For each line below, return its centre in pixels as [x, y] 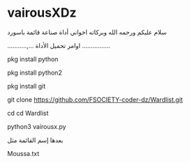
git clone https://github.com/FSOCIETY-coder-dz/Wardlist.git [95, 100]
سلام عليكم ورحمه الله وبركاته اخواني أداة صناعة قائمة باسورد [87, 32]
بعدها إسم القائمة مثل [35, 140]
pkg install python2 [35, 72]
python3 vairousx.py [37, 126]
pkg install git [27, 86]
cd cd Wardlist [28, 113]
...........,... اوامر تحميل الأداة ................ [59, 45]
